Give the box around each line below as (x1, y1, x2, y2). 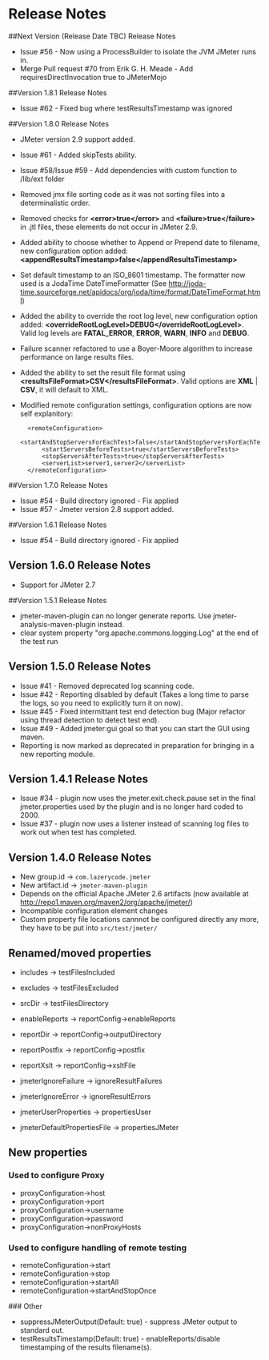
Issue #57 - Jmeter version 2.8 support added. (19, 504, 175, 513)
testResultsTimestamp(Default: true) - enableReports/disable (19, 1334, 221, 1343)
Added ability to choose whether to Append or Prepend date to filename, (19, 237, 260, 247)
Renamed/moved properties (8, 946, 152, 960)
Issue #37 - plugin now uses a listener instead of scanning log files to (19, 819, 250, 829)
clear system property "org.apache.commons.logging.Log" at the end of (19, 628, 259, 638)
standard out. (19, 1325, 65, 1334)
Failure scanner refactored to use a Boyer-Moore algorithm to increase (19, 344, 254, 353)
